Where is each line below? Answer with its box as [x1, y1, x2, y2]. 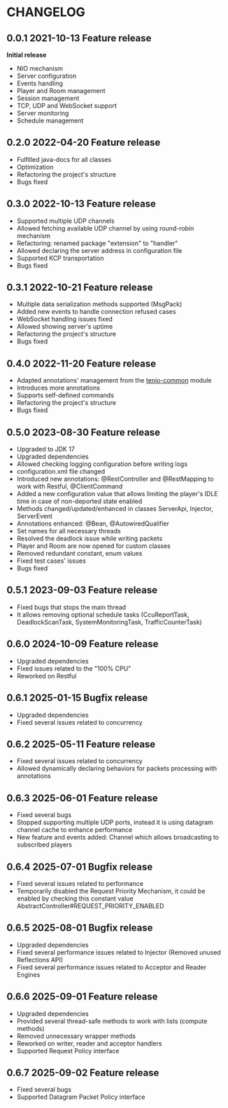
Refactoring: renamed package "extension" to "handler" [16, 239, 178, 247]
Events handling [16, 79, 64, 88]
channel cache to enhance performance [16, 826, 133, 834]
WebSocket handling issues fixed [16, 315, 113, 323]
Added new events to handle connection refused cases [16, 308, 176, 316]
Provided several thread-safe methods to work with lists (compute [16, 1017, 208, 1025]
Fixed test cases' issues [16, 556, 87, 565]
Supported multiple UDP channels [16, 217, 115, 225]
